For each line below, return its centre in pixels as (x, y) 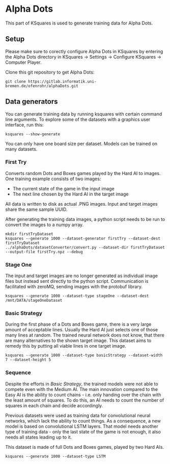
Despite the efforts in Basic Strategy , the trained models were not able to (82, 384)
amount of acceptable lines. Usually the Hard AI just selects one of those (82, 330)
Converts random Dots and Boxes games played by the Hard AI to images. (83, 173)
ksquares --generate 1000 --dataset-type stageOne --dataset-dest (77, 296)
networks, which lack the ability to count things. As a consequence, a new (83, 421)
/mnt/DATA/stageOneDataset (34, 301)
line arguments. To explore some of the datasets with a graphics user (78, 119)
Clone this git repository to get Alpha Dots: (50, 72)
